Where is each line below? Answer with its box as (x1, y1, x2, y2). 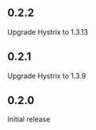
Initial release (7, 114, 50, 124)
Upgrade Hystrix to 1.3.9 (7, 71, 87, 80)
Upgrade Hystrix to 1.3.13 (7, 27, 88, 36)
